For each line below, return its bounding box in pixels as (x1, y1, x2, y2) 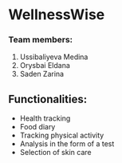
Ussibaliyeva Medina (19, 52, 89, 62)
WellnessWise (8, 6, 105, 24)
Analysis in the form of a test (19, 139, 115, 149)
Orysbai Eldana (19, 61, 70, 70)
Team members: (8, 34, 73, 46)
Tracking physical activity (19, 130, 104, 141)
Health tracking (19, 113, 71, 123)
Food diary (19, 122, 56, 132)
